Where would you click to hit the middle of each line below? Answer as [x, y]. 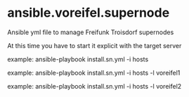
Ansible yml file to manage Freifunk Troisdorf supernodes [91, 32]
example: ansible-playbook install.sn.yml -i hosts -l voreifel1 [94, 73]
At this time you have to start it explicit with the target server [94, 45]
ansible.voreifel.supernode [89, 13]
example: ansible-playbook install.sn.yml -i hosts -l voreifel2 [94, 86]
